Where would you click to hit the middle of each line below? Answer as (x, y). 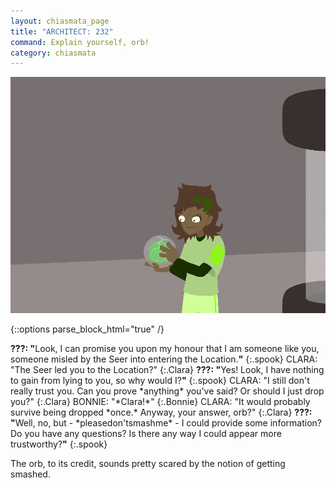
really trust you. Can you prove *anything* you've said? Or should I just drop (167, 391)
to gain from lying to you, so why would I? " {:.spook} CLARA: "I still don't (160, 381)
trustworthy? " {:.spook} (59, 444)
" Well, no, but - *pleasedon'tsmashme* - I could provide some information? (166, 423)
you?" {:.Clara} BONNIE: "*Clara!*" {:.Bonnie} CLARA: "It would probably (160, 402)
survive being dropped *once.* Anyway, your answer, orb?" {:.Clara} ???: (161, 412)
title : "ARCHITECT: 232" (62, 31)
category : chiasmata (53, 53)
